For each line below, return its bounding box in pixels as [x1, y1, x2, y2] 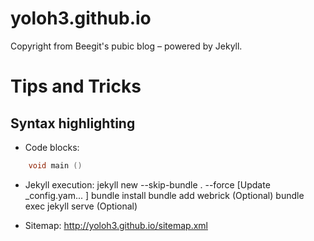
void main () [28, 160, 83, 171]
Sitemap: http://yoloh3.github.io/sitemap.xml [24, 219, 208, 231]
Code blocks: [24, 141, 80, 153]
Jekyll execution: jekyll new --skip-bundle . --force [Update [24, 178, 271, 191]
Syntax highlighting [10, 115, 136, 132]
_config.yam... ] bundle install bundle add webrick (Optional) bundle [24, 189, 305, 201]
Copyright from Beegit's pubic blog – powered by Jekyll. [10, 40, 243, 52]
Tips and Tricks [10, 75, 142, 98]
